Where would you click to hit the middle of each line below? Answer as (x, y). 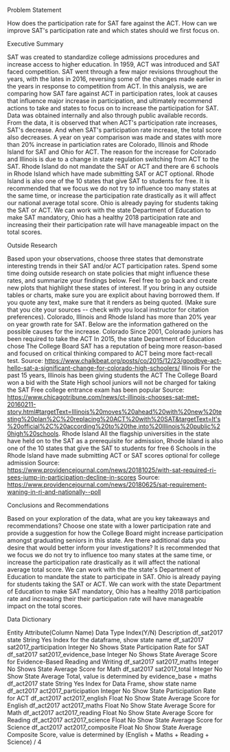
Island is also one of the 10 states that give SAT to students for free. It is (108, 181)
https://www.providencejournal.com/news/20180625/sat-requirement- (107, 484)
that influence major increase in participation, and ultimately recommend (110, 101)
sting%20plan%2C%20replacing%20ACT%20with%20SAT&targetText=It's (114, 419)
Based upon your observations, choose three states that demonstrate (105, 259)
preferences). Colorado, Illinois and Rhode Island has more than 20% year (112, 317)
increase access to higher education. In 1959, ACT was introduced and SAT (114, 64)
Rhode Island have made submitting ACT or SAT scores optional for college (114, 455)
